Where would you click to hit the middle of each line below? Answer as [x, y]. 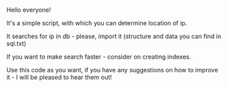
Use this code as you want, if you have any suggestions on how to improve [112, 70]
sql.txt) [16, 43]
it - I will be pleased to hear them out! [59, 77]
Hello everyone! [29, 10]
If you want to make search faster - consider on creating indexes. [99, 57]
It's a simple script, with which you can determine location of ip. [97, 23]
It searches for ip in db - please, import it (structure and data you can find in [114, 36]
